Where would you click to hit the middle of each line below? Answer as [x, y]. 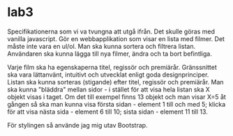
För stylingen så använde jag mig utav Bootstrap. [77, 125]
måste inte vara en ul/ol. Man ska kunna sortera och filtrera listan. [102, 46]
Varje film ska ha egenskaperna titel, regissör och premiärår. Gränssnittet [112, 67]
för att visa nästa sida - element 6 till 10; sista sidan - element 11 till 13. [107, 112]
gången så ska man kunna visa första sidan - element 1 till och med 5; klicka [116, 104]
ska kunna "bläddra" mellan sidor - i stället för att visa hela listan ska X [109, 89]
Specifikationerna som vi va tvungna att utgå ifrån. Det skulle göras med [111, 31]
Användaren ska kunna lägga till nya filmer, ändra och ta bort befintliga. [110, 54]
